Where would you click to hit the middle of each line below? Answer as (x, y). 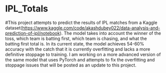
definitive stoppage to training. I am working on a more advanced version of (83, 54)
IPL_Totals (27, 9)
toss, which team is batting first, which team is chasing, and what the (76, 38)
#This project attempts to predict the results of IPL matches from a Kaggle (81, 22)
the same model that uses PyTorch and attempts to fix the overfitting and (80, 59)
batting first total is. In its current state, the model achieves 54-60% (75, 43)
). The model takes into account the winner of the (110, 33)
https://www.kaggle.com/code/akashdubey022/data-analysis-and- (91, 27)
